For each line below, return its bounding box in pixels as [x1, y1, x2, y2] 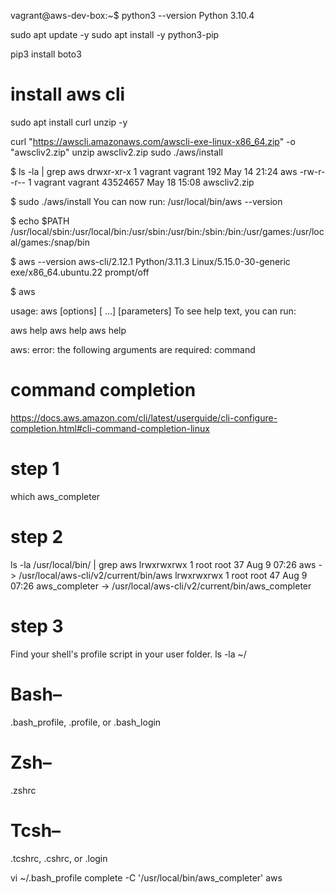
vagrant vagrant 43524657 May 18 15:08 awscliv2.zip [33, 176, 255, 188]
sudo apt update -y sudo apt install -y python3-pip [10, 29, 220, 40]
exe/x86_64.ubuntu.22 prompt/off [10, 266, 150, 278]
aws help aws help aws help [10, 324, 127, 336]
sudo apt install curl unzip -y [10, 116, 128, 128]
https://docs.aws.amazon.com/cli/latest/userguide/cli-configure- [10, 411, 278, 424]
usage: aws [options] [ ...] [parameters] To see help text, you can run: [10, 305, 297, 317]
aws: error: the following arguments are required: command [10, 343, 256, 355]
